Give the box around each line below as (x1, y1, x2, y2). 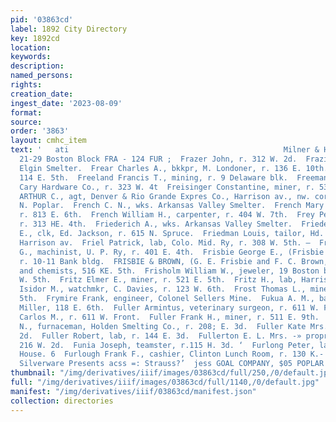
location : (10, 42, 52, 53)
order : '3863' (10, 126, 70, 136)
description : (10, 61, 65, 71)
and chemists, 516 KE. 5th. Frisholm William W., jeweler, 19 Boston (19, 266, 320, 276)
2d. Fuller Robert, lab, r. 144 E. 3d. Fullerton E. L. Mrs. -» (19, 331, 302, 341)
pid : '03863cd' (10, 14, 74, 25)
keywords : (10, 52, 52, 62)
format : (10, 107, 43, 118)
